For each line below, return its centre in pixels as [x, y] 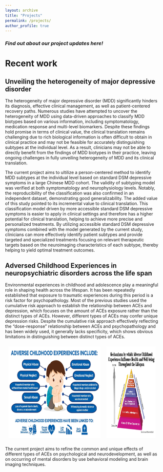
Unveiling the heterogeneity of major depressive [80, 81]
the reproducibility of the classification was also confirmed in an [70, 193]
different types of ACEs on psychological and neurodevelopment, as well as [81, 454]
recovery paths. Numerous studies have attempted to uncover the [71, 111]
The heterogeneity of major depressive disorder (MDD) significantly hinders [81, 101]
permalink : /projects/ [28, 20]
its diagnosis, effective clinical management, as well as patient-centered [78, 106]
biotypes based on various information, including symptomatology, [72, 121]
